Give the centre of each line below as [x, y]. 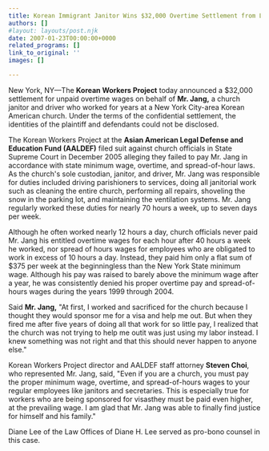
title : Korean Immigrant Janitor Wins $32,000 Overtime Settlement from [132, 16]
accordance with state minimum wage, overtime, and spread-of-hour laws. [132, 165]
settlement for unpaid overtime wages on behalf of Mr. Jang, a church [124, 99]
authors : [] [28, 23]
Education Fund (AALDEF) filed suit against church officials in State [120, 148]
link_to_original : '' [44, 53]
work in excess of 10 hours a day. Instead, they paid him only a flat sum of [130, 257]
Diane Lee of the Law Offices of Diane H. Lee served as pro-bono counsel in [134, 431]
